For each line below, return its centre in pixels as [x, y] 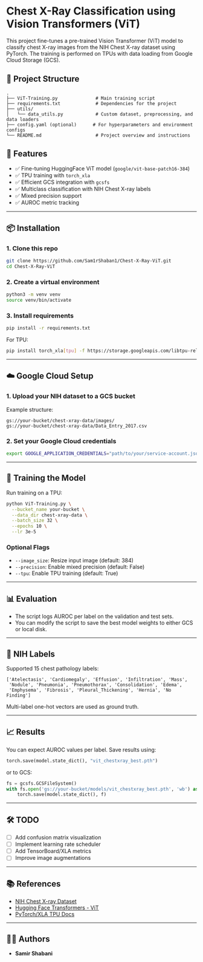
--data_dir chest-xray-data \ [50, 515]
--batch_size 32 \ [35, 521]
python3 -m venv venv [34, 294]
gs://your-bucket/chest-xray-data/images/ [60, 421]
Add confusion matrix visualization [58, 837]
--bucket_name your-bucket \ [48, 509]
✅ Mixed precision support [48, 195]
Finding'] [19, 695]
